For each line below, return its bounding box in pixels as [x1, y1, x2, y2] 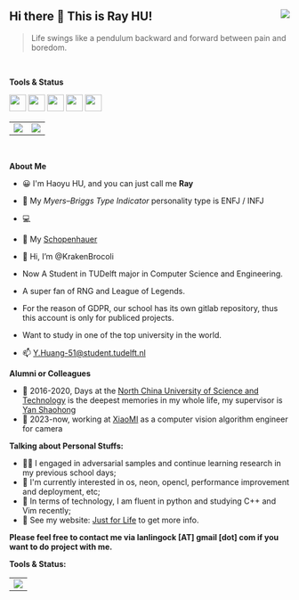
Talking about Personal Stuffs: [9, 440, 124, 451]
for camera [21, 423, 63, 433]
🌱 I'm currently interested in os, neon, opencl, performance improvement [21, 476, 290, 487]
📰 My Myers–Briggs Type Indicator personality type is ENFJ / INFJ [21, 195, 264, 206]
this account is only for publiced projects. [21, 312, 175, 323]
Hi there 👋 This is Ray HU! [9, 9, 153, 24]
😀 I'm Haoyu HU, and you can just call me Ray [21, 177, 194, 188]
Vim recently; [21, 505, 71, 515]
